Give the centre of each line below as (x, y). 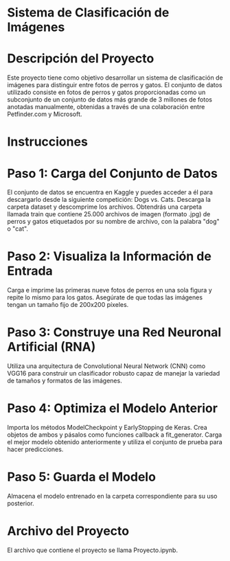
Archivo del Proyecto (68, 531)
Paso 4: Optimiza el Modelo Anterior (113, 408)
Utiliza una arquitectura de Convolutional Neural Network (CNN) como (106, 366)
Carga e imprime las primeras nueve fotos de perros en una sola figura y (110, 290)
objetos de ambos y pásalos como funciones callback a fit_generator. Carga (115, 435)
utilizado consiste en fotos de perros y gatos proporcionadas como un (106, 92)
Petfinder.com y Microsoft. (45, 114)
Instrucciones (47, 142)
